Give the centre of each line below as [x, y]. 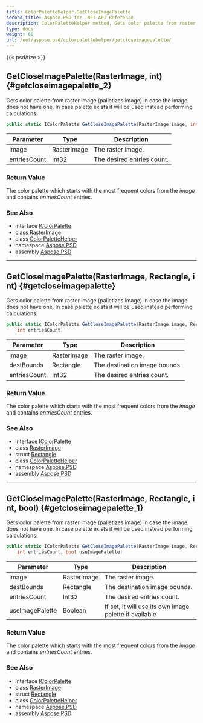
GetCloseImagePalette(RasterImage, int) [84, 76]
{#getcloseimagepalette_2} [59, 86]
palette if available [131, 614]
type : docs [20, 29]
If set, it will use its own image [147, 607]
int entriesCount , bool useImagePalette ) [70, 552]
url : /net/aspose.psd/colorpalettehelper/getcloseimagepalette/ [89, 40]
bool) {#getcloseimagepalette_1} [81, 508]
